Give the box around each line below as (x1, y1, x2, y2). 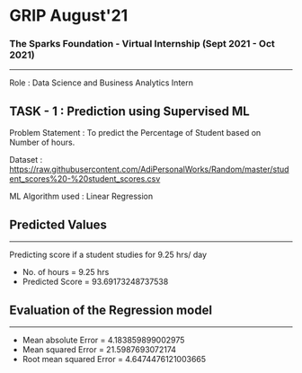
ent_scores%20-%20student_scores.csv (9, 173, 161, 184)
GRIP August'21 (9, 5, 129, 26)
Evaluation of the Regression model (9, 302, 213, 317)
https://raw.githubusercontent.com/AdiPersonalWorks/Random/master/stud (9, 164, 289, 175)
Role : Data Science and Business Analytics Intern (9, 77, 194, 88)
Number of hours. (9, 137, 75, 148)
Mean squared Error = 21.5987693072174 (22, 343, 177, 355)
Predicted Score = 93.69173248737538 (22, 276, 169, 288)
